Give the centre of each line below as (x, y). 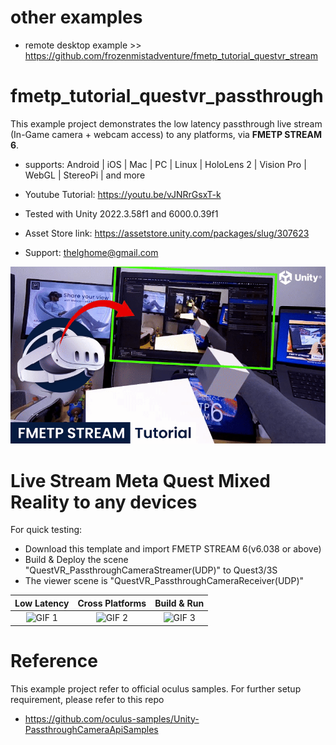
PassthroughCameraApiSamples (91, 729)
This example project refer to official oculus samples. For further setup (156, 688)
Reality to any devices (104, 502)
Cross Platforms (112, 603)
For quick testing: (46, 530)
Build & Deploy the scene (76, 560)
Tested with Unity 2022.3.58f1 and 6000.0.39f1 (121, 213)
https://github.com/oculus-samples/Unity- (112, 718)
